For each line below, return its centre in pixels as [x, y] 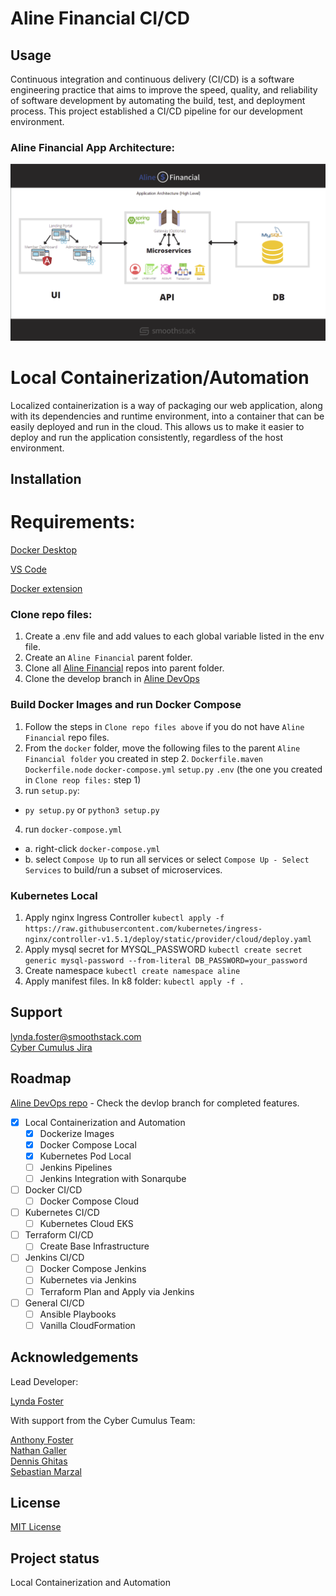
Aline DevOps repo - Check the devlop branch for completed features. [155, 1103]
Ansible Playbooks [78, 1314]
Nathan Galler [38, 1450]
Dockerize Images [77, 1133]
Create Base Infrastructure [94, 1246]
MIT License [36, 1527]
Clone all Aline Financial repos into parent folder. [124, 668]
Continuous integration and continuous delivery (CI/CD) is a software [152, 79]
